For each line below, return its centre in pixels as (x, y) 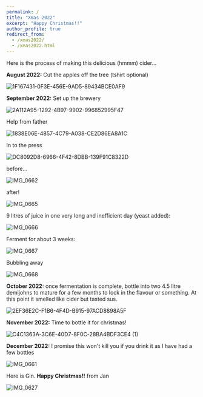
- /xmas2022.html (34, 46)
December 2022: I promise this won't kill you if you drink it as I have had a (99, 345)
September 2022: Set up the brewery (54, 98)
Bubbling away (25, 262)
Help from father (27, 121)
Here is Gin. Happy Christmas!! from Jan (58, 376)
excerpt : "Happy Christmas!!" (45, 23)
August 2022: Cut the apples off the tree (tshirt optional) (77, 75)
